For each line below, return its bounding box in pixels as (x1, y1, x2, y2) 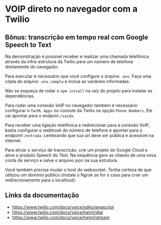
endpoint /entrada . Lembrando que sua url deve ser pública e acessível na (5, 133, 154, 138)
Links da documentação (5, 191, 79, 200)
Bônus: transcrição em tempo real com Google (5, 33, 148, 41)
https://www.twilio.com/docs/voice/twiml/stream (12, 214, 110, 220)
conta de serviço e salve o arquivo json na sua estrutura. (5, 157, 118, 163)
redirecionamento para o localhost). (5, 177, 77, 183)
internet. (5, 138, 22, 143)
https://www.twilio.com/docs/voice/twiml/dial (12, 209, 103, 215)
